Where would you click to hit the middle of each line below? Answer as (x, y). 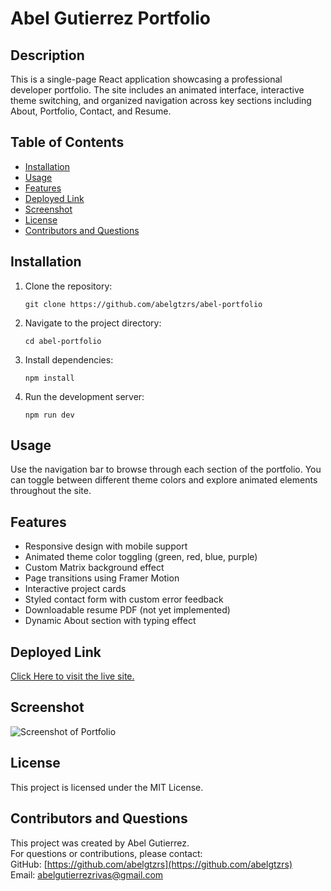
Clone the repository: (68, 286)
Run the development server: (84, 396)
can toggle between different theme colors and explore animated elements (164, 480)
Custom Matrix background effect (94, 568)
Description (47, 55)
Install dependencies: (69, 359)
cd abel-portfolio (63, 341)
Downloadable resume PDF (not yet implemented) (127, 610)
